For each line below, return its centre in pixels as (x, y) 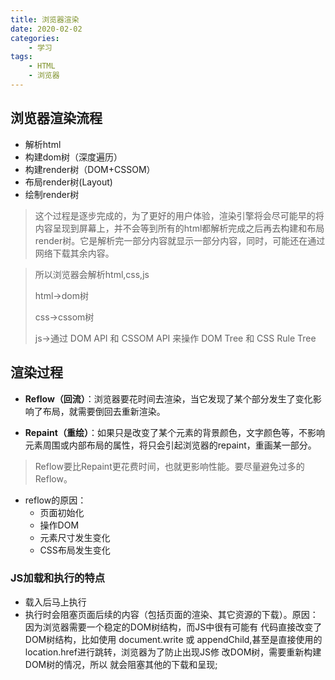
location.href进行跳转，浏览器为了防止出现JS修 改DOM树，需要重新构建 (173, 652)
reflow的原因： (55, 500)
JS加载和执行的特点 (58, 578)
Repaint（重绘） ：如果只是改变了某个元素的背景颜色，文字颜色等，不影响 (174, 432)
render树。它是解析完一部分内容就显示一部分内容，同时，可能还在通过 (180, 240)
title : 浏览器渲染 (45, 19)
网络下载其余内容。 (74, 253)
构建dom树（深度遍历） (73, 157)
